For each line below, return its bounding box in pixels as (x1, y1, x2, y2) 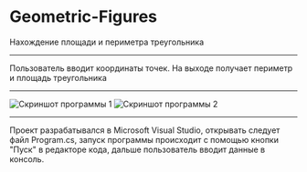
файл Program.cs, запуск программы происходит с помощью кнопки (9, 134, 279, 145)
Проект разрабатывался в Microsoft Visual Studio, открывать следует (9, 125, 281, 136)
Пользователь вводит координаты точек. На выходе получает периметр (9, 62, 293, 74)
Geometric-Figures (9, 6, 158, 27)
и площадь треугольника (9, 72, 107, 83)
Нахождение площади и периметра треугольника (9, 36, 205, 47)
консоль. (9, 153, 45, 165)
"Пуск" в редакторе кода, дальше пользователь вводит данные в (9, 144, 266, 155)
